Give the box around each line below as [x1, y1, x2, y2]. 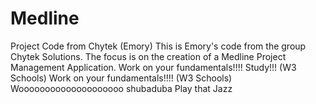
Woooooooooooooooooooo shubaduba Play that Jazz [10, 82, 233, 94]
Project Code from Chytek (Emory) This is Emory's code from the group [10, 40, 307, 52]
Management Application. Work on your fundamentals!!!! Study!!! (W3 [10, 61, 297, 73]
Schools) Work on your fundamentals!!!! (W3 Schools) [10, 72, 233, 84]
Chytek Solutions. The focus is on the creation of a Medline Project [10, 50, 287, 62]
